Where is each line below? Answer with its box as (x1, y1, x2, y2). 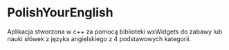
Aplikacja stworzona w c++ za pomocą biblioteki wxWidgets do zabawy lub (7, 27, 223, 36)
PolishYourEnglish (7, 5, 113, 21)
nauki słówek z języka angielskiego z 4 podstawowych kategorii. (7, 34, 192, 42)
